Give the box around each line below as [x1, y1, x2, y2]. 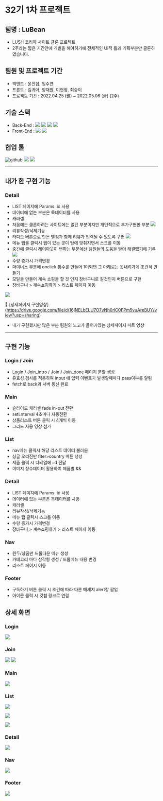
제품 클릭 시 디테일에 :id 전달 [12, 460, 66, 466]
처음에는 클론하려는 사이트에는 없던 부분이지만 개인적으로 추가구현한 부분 [12, 222, 150, 227]
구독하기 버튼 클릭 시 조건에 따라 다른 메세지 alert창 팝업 [12, 587, 118, 592]
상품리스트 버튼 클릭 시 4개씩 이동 [12, 418, 76, 423]
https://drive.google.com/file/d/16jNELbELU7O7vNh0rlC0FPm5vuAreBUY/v [6, 307, 157, 313]
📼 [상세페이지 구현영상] [5, 302, 49, 308]
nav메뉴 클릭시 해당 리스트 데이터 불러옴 [12, 448, 88, 453]
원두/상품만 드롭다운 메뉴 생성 [12, 550, 69, 556]
